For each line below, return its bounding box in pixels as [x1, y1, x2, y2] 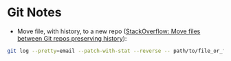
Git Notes [7, 5, 62, 20]
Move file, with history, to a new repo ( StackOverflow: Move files [16, 27, 201, 35]
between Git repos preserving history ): [16, 34, 127, 42]
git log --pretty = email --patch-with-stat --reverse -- [7, 47, 170, 54]
